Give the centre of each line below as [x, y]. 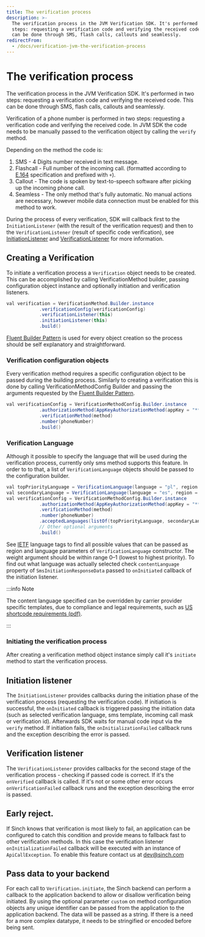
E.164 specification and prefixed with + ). [65, 175]
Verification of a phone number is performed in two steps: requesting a [95, 118]
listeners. [18, 292]
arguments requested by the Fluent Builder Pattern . [71, 393]
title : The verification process [49, 12]
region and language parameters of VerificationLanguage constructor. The [100, 551]
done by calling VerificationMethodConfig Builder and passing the [89, 387]
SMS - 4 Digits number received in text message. [77, 161]
